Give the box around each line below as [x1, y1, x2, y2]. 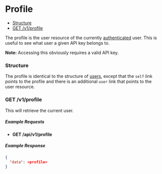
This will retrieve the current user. [5, 108, 74, 114]
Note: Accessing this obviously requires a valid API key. [5, 50, 119, 56]
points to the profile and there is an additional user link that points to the [5, 78, 152, 85]
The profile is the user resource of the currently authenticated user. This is [5, 35, 157, 41]
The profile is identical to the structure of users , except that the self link [5, 73, 153, 79]
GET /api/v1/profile [12, 131, 53, 137]
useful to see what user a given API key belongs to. [5, 40, 110, 46]
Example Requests [5, 119, 45, 125]
